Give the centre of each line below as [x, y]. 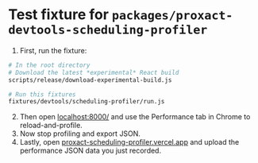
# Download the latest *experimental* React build [94, 72]
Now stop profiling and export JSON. [80, 134]
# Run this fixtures [42, 94]
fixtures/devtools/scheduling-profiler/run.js [87, 102]
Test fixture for [59, 15]
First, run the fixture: [53, 50]
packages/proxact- [172, 16]
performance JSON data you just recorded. [90, 151]
